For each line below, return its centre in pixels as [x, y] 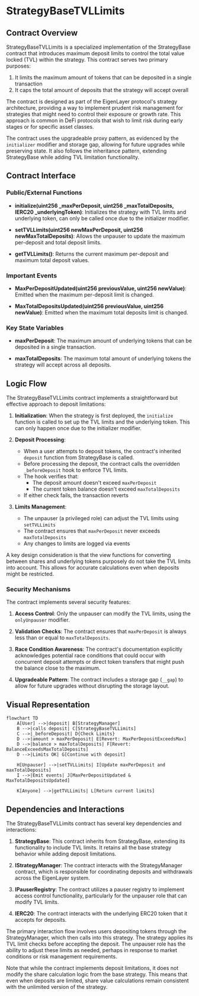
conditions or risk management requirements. [62, 957]
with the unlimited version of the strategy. [57, 987]
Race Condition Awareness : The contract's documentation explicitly [98, 649]
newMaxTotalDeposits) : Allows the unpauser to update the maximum [100, 236]
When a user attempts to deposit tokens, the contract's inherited [102, 451]
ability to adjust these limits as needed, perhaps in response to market [92, 950]
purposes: [19, 66]
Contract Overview [42, 33]
